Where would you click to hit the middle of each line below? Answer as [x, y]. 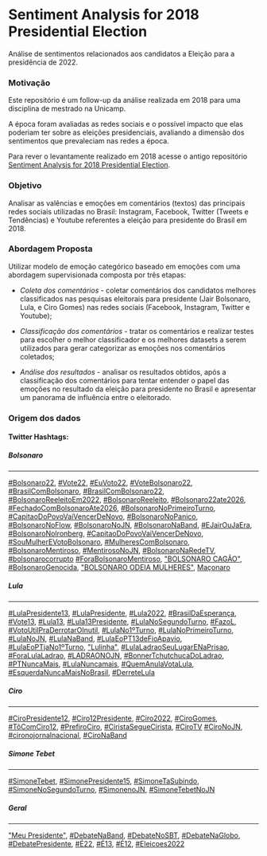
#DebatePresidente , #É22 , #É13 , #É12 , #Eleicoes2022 [97, 844]
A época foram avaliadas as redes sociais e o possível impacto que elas [126, 124]
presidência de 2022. [43, 62]
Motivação [29, 83]
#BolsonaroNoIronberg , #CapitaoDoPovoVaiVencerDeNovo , [106, 534]
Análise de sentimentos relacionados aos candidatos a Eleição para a [122, 53]
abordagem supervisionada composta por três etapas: [97, 275]
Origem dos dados [44, 418]
